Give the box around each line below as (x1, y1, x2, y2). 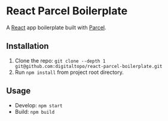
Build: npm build (14, 108, 55, 115)
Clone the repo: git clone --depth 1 (14, 57, 106, 64)
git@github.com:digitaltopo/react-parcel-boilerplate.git (14, 63, 163, 69)
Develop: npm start (14, 101, 63, 108)
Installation (6, 41, 49, 51)
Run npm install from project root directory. (14, 69, 124, 76)
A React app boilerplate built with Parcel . (6, 24, 106, 31)
